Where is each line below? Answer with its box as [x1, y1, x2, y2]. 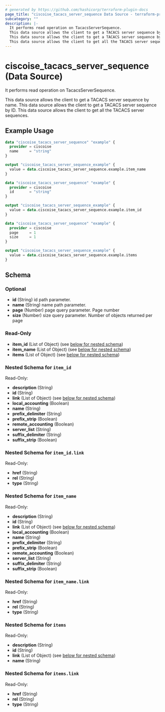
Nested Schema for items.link [5, 670, 80, 677]
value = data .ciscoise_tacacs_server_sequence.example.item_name [9, 167, 146, 172]
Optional [5, 286, 26, 293]
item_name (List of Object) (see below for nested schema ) [12, 346, 131, 352]
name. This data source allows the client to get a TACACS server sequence [5, 102, 157, 108]
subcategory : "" [5, 16, 38, 21]
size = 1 [9, 235, 36, 240]
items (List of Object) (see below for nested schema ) [12, 351, 120, 357]
